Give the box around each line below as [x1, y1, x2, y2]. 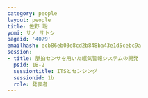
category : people [7, 10, 58, 17]
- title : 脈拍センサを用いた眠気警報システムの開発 [7, 55, 139, 62]
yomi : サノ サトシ [7, 29, 56, 37]
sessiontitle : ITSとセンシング [13, 68, 98, 75]
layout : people [7, 17, 51, 23]
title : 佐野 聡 [7, 23, 48, 30]
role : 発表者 [13, 81, 48, 88]
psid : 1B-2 [13, 61, 45, 68]
